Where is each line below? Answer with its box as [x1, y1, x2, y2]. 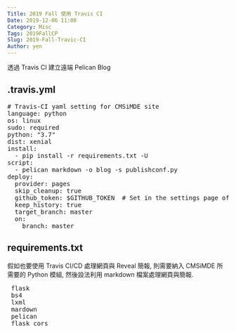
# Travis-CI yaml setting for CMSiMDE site [7, 103, 159, 110]
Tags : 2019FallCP [7, 30, 58, 37]
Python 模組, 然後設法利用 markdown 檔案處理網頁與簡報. [27, 270, 194, 278]
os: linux [7, 117, 41, 124]
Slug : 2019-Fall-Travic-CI [7, 37, 86, 44]
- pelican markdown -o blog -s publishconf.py [14, 166, 178, 174]
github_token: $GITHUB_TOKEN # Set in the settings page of [14, 194, 230, 202]
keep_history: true [14, 201, 82, 209]
